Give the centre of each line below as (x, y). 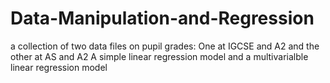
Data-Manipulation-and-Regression (162, 18)
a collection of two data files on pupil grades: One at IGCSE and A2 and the (165, 46)
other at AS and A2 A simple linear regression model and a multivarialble (159, 56)
